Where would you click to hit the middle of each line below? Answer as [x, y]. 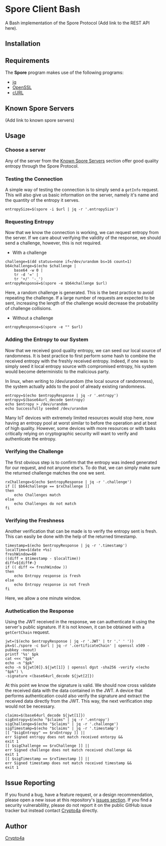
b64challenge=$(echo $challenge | [41, 266]
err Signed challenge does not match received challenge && [69, 750]
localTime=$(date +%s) [28, 550]
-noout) [28, 650]
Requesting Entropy [29, 222]
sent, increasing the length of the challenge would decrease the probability [82, 303]
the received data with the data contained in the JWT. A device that [74, 691]
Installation [23, 44]
